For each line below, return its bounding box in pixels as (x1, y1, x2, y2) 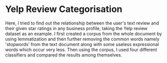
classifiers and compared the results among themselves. (5, 51, 122, 58)
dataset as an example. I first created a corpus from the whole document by (5, 30, 162, 36)
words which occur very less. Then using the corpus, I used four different (5, 46, 157, 52)
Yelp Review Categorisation (5, 3, 123, 15)
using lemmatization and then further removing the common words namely (5, 36, 159, 42)
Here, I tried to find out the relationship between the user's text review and (5, 20, 159, 26)
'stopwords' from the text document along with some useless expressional (5, 41, 159, 47)
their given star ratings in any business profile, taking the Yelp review (5, 25, 148, 31)
